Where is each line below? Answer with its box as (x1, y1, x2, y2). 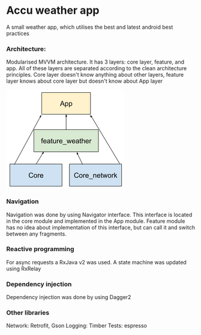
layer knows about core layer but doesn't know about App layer (6, 77, 163, 84)
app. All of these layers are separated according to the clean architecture (6, 65, 187, 72)
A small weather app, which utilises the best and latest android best (6, 23, 173, 31)
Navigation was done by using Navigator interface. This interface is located (6, 211, 193, 218)
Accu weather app (6, 4, 100, 17)
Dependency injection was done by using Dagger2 (6, 294, 131, 301)
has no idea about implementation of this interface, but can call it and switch (6, 224, 195, 231)
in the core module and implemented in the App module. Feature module (6, 217, 185, 225)
